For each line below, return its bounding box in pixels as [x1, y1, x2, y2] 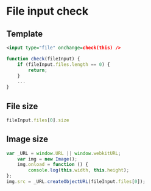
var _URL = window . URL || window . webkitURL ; [6, 150, 121, 156]
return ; [28, 67, 47, 73]
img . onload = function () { [17, 162, 88, 168]
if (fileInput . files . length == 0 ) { [17, 61, 111, 68]
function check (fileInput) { [6, 56, 80, 62]
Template [6, 29, 43, 39]
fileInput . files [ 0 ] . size [6, 117, 69, 123]
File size [6, 101, 38, 111]
